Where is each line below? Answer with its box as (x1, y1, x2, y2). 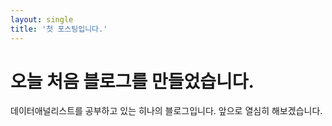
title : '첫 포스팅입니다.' (10, 24, 108, 34)
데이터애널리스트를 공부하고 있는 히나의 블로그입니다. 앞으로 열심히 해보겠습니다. (10, 105, 323, 117)
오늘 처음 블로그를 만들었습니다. (10, 70, 255, 93)
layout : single (10, 14, 74, 25)
